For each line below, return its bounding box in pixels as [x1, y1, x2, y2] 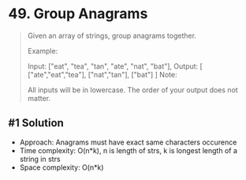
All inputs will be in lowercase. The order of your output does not [27, 84, 238, 95]
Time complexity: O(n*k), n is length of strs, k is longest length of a [19, 145, 238, 155]
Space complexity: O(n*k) [19, 163, 104, 172]
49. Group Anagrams [8, 5, 148, 23]
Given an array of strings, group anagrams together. [27, 31, 197, 40]
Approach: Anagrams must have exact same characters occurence [19, 137, 237, 147]
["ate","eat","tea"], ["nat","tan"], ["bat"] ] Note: [27, 69, 177, 79]
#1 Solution [8, 116, 65, 130]
